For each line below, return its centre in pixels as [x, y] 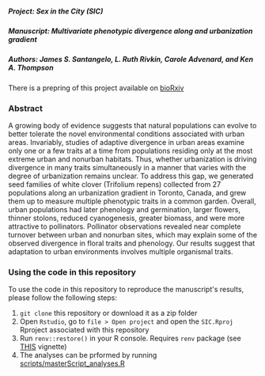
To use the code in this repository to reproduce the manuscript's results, [126, 290]
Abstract [26, 108]
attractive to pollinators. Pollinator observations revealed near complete [125, 226]
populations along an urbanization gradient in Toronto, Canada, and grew [127, 193]
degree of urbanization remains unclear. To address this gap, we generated [131, 176]
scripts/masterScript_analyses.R [72, 363]
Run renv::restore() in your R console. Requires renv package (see [130, 338]
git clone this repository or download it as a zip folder [108, 313]
